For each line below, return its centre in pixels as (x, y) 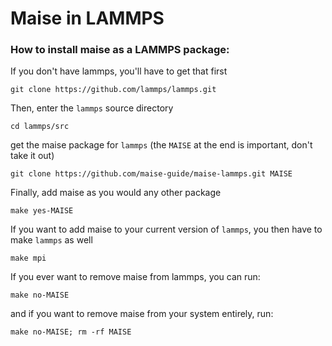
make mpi (28, 258)
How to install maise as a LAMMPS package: (120, 50)
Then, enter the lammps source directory (92, 108)
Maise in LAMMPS (87, 18)
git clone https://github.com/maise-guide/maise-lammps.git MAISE (151, 174)
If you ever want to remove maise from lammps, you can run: (135, 277)
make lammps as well (51, 240)
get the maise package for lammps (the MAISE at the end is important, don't (161, 145)
